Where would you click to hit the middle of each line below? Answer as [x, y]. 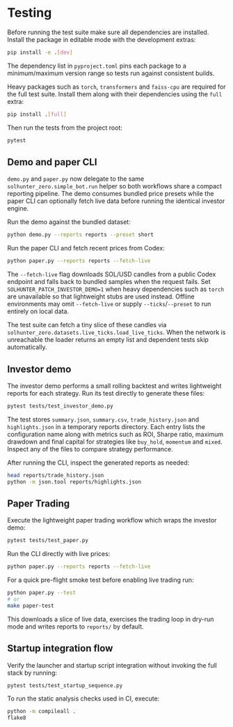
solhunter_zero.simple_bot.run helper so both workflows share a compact [115, 186]
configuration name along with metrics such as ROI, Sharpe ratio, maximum [115, 434]
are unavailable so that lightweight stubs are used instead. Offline [101, 297]
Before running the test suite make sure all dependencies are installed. [108, 32]
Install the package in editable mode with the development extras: [102, 39]
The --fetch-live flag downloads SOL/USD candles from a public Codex [112, 274]
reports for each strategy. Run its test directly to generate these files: [106, 393]
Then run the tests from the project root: [65, 128]
